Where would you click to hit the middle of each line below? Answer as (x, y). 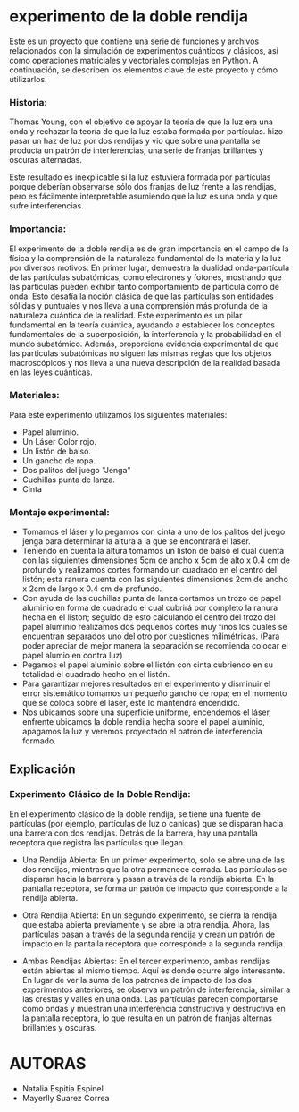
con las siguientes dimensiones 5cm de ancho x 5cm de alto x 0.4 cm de (156, 560)
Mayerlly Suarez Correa (66, 1098)
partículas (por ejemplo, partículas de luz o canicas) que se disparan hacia (146, 823)
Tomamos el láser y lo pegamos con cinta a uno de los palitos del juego (154, 532)
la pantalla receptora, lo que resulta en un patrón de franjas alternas (147, 1018)
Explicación (42, 769)
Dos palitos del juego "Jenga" (76, 470)
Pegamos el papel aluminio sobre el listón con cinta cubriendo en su (148, 665)
